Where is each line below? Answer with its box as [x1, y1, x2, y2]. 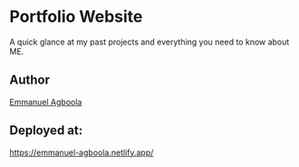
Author [9, 73, 50, 88]
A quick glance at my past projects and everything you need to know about [9, 36, 290, 47]
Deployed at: [9, 123, 83, 138]
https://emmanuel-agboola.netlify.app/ [9, 147, 154, 158]
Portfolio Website [9, 6, 143, 27]
